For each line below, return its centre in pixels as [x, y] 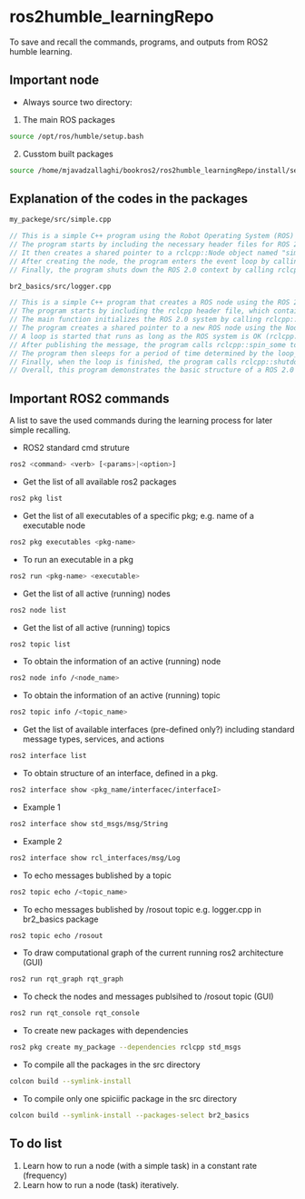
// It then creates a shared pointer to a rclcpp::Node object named [144, 253]
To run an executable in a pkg [78, 559]
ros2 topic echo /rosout [56, 935]
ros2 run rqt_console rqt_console [75, 1014]
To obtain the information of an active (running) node [122, 662]
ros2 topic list [40, 644]
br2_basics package [60, 919]
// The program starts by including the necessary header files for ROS [150, 245]
